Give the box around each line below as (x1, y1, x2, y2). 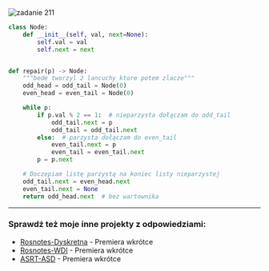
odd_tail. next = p (50, 118, 113, 126)
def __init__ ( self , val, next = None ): (22, 30, 149, 38)
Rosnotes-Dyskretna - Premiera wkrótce (19, 237, 154, 246)
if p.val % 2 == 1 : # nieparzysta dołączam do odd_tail (37, 111, 231, 119)
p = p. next (37, 156, 74, 164)
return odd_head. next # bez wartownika (22, 192, 159, 201)
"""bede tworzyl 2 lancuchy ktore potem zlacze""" (22, 74, 195, 82)
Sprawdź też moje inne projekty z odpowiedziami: (8, 219, 207, 230)
